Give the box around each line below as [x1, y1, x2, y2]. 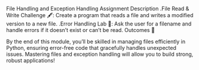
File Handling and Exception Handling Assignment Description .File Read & [6, 5, 189, 12]
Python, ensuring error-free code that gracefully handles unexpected [6, 44, 177, 51]
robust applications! [6, 57, 56, 64]
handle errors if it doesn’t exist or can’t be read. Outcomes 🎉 [6, 27, 155, 33]
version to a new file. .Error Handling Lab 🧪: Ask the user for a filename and [6, 20, 192, 27]
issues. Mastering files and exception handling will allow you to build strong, [6, 50, 194, 58]
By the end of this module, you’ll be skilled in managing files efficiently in [6, 38, 186, 45]
